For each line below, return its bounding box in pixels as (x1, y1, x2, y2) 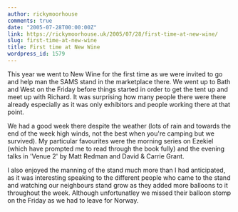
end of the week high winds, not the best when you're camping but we (7, 129, 215, 138)
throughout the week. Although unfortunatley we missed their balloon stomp (7, 188, 232, 197)
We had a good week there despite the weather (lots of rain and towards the (7, 121, 232, 130)
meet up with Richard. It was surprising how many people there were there (7, 92, 227, 101)
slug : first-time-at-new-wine (7, 37, 98, 44)
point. (7, 108, 25, 116)
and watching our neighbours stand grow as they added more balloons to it (7, 181, 228, 189)
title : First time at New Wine (7, 44, 100, 51)
